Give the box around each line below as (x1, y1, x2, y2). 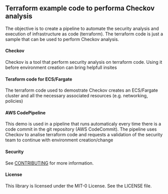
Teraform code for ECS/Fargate (5, 76, 72, 82)
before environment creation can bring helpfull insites (5, 64, 117, 70)
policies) (5, 98, 23, 104)
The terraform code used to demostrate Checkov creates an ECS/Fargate (5, 87, 158, 93)
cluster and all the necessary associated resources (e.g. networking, (5, 93, 148, 99)
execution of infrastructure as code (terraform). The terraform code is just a (5, 30, 163, 37)
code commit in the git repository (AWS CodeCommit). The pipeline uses (5, 126, 157, 132)
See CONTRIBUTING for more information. (5, 160, 94, 166)
